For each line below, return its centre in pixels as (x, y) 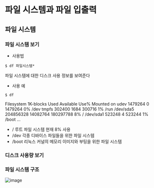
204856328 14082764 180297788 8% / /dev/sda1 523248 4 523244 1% (77, 114)
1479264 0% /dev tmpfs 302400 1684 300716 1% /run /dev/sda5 (70, 109)
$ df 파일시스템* (20, 66)
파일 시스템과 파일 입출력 (51, 10)
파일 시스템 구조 (22, 169)
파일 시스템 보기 (22, 44)
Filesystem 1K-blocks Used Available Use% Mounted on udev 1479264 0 (77, 104)
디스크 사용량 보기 (25, 155)
